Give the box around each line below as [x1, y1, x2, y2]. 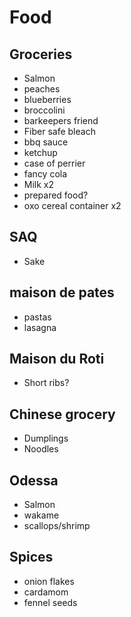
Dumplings [23, 432, 69, 445]
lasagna [23, 321, 57, 333]
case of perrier [23, 157, 86, 169]
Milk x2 [23, 179, 55, 190]
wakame [23, 509, 60, 521]
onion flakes [23, 575, 75, 587]
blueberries [23, 94, 72, 105]
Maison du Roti [9, 351, 105, 368]
